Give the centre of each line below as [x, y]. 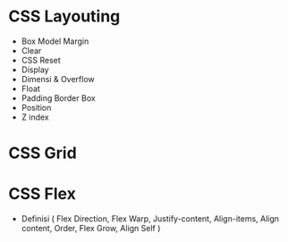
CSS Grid [42, 153]
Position [36, 107]
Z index [35, 117]
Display [35, 70]
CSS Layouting [64, 17]
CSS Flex [42, 194]
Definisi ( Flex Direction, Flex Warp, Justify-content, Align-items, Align [150, 219]
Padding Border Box [58, 98]
